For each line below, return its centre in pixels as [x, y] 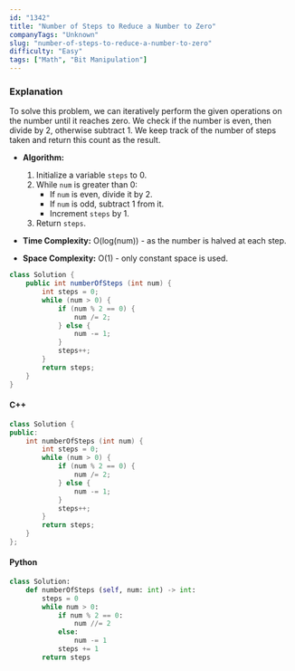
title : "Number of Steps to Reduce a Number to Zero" [113, 26]
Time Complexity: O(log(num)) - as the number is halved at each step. [154, 241]
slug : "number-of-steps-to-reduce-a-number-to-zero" [111, 43]
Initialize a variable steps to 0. [91, 175]
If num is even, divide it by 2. [101, 195]
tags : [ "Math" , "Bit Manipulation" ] [78, 60]
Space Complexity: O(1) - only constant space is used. [125, 258]
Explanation [36, 91]
